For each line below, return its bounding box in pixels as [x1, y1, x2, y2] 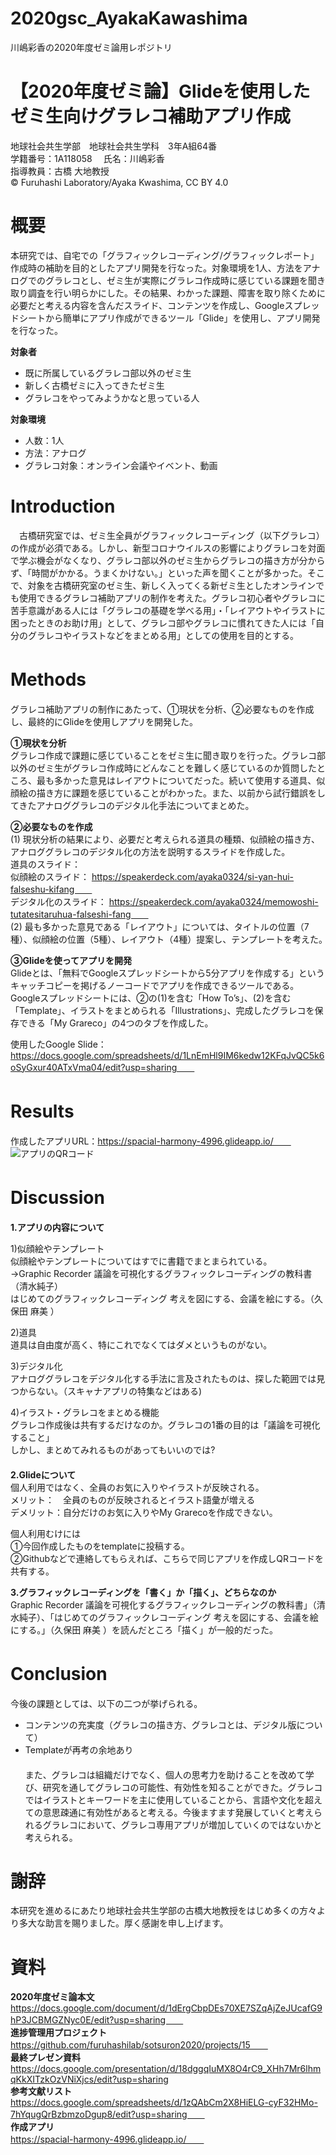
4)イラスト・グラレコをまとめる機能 [10, 1406, 160, 1418]
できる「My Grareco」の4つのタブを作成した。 [18, 1017, 214, 1029]
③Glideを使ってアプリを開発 [10, 954, 133, 966]
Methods [10, 668, 87, 691]
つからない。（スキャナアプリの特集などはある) [10, 1385, 203, 1397]
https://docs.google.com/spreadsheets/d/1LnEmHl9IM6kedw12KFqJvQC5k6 [10, 1049, 325, 1061]
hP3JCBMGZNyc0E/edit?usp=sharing [10, 2014, 167, 2026]
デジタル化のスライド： [10, 895, 107, 907]
